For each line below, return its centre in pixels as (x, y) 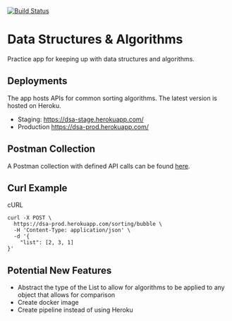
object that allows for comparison (66, 295)
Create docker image (48, 303)
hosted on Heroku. (34, 105)
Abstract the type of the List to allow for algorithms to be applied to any (121, 287)
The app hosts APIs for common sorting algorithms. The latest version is (112, 98)
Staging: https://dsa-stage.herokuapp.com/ (81, 119)
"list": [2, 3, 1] (47, 243)
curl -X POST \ (30, 218)
